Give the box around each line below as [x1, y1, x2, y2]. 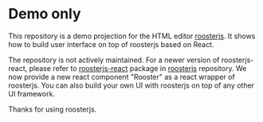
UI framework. [8, 89, 56, 98]
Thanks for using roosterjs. [8, 104, 97, 114]
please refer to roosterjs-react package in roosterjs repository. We [29, 63, 247, 73]
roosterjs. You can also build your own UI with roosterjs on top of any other [8, 81, 255, 90]
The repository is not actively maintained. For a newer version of [8, 55, 220, 65]
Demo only [8, 5, 81, 23]
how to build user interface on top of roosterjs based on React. [8, 39, 214, 49]
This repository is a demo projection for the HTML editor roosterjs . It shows [8, 31, 256, 41]
